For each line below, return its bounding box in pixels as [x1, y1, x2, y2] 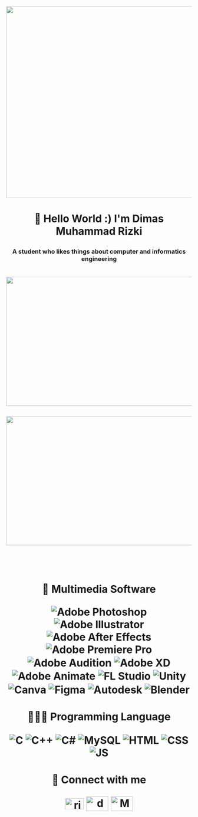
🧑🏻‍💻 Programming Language [27, 710, 171, 723]
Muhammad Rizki [55, 225, 143, 238]
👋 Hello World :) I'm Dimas [34, 212, 164, 225]
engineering [81, 255, 117, 263]
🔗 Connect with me [52, 773, 146, 787]
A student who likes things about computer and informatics [12, 248, 186, 256]
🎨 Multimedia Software [42, 582, 156, 596]
